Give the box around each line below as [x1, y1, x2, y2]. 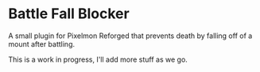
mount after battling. [8, 39, 76, 48]
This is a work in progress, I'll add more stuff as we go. [8, 55, 188, 64]
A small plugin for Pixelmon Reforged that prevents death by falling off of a [8, 31, 253, 40]
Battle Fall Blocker [8, 5, 130, 23]
